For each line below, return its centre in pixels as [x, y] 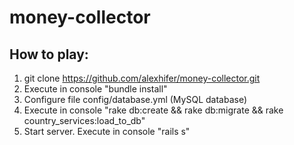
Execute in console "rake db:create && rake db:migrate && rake [153, 110]
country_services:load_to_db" [84, 120]
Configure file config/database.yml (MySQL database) [135, 99]
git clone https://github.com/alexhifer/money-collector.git [142, 78]
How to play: [49, 54]
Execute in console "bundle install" [95, 89]
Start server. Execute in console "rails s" [107, 131]
